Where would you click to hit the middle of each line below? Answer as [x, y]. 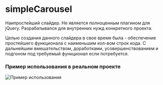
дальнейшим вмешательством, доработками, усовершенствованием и [82, 48]
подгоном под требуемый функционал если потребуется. [67, 54]
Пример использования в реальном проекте [63, 67]
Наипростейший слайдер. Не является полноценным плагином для [78, 23]
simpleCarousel [39, 9]
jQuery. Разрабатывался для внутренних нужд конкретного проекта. [79, 28]
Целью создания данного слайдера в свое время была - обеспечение [81, 38]
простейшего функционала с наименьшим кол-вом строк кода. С [76, 43]
